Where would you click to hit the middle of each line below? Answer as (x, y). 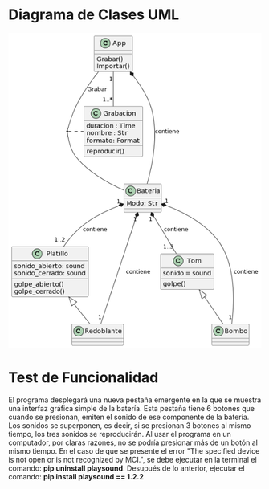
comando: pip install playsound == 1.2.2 (76, 477)
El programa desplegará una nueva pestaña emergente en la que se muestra (135, 400)
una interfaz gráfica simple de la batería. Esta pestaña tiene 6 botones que (132, 409)
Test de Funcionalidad (84, 378)
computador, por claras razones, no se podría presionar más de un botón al (133, 442)
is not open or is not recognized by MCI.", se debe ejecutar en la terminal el (132, 460)
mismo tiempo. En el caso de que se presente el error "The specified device (134, 451)
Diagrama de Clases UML (94, 15)
